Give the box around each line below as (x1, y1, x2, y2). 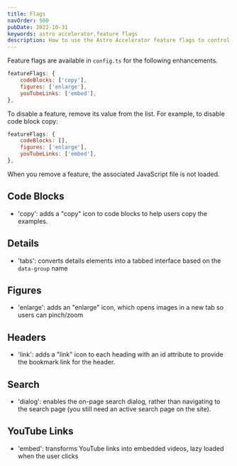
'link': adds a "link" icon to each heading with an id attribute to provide (17, 350, 224, 359)
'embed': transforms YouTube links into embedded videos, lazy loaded (17, 444, 224, 453)
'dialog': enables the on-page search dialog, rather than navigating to (17, 397, 221, 406)
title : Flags (7, 10, 46, 18)
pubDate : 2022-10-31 (7, 23, 69, 31)
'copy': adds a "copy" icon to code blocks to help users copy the (17, 209, 208, 217)
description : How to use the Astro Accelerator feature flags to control (7, 37, 231, 44)
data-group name (17, 264, 68, 272)
